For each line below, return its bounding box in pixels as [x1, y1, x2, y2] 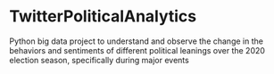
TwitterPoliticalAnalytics [9, 6, 197, 27]
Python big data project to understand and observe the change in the [9, 36, 263, 46]
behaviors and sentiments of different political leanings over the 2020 [9, 45, 266, 55]
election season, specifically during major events [9, 54, 189, 65]
